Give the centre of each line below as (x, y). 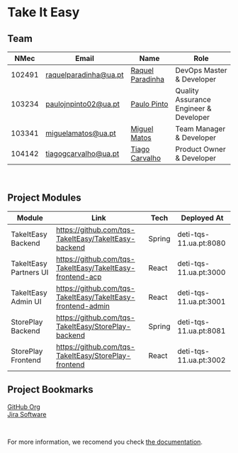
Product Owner (200, 149)
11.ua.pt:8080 (201, 243)
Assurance (193, 100)
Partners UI (30, 272)
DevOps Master (201, 70)
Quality (187, 91)
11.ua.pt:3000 (201, 272)
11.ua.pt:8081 (201, 330)
